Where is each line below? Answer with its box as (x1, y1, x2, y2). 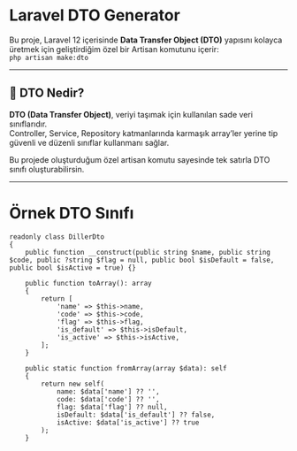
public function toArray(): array (25, 279, 152, 287)
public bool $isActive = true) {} (9, 263, 137, 272)
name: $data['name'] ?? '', (56, 386, 161, 396)
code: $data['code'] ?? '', (56, 394, 161, 403)
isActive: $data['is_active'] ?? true (56, 417, 200, 427)
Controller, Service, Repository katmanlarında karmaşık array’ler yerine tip (9, 127, 278, 138)
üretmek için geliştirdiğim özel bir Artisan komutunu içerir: (9, 43, 219, 54)
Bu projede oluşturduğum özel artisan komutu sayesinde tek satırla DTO (9, 154, 270, 164)
